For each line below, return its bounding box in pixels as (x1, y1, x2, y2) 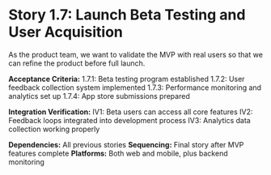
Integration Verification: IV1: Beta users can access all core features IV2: (8, 107, 253, 117)
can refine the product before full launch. (8, 58, 146, 68)
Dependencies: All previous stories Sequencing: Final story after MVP (8, 139, 244, 149)
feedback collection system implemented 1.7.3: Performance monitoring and (8, 83, 261, 92)
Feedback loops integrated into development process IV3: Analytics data (8, 115, 251, 125)
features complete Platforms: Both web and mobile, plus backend (8, 148, 228, 158)
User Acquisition (8, 23, 124, 41)
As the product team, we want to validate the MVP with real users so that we (8, 49, 263, 59)
